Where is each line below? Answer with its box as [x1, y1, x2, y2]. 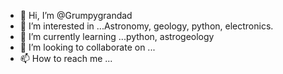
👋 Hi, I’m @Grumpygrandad [19, 10, 133, 21]
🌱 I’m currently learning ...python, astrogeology [19, 31, 215, 42]
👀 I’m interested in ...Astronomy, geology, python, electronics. [19, 20, 274, 32]
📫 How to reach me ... [19, 53, 113, 64]
